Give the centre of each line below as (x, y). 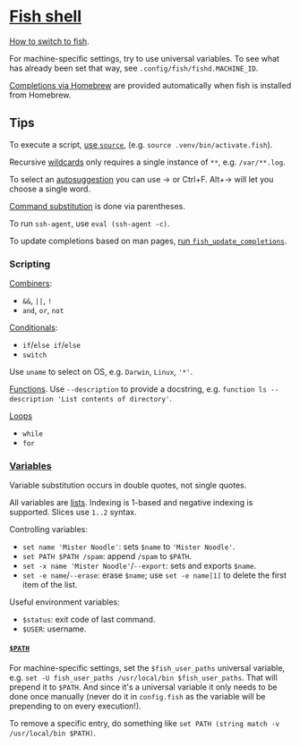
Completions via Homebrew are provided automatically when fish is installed (150, 85)
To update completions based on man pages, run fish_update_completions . (148, 241)
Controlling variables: (48, 530)
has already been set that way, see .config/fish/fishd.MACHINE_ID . (134, 68)
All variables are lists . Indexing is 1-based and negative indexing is (131, 503)
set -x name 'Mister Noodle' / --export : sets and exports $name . (139, 566)
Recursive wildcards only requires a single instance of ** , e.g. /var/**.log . (147, 162)
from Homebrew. (40, 95)
